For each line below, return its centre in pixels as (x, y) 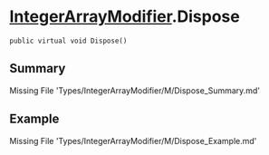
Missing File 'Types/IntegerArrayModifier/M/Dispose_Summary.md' (135, 90)
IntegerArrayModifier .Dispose (125, 17)
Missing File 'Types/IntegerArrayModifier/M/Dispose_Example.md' (133, 140)
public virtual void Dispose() (68, 41)
